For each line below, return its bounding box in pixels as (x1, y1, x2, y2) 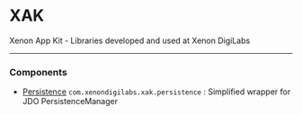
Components (9, 66, 67, 78)
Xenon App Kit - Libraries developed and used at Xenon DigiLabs (9, 35, 251, 46)
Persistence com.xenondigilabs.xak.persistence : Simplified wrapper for (22, 86, 291, 97)
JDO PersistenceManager (22, 96, 119, 107)
